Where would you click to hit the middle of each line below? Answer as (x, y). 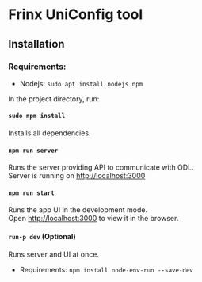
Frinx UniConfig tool (76, 15)
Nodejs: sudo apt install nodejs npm (81, 83)
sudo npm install (37, 116)
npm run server (33, 151)
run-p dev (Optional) (42, 237)
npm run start (32, 193)
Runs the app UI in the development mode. (78, 210)
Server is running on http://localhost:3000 (77, 176)
